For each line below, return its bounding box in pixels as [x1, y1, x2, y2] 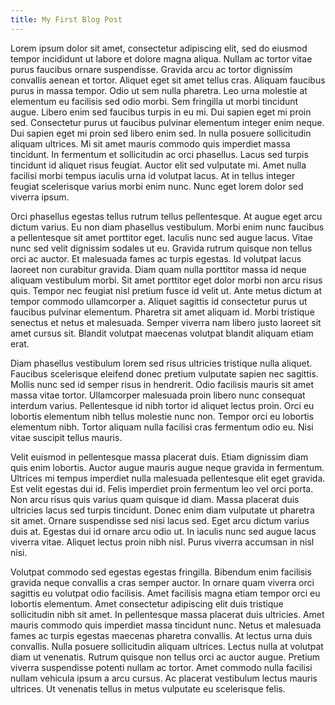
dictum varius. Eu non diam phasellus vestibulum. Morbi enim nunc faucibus [10, 221, 325, 233]
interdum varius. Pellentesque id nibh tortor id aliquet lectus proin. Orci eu [10, 399, 315, 411]
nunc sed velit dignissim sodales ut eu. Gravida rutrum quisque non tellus [10, 242, 313, 254]
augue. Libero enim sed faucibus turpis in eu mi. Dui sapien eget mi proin [10, 106, 312, 118]
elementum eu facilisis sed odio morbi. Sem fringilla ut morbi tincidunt [10, 95, 299, 107]
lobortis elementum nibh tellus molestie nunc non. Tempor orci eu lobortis [10, 410, 315, 422]
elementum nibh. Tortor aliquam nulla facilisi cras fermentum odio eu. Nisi [10, 421, 314, 433]
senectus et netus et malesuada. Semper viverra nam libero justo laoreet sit [10, 316, 322, 328]
